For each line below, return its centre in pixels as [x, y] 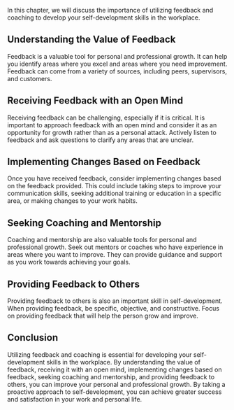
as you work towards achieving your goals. [69, 262]
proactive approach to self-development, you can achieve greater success [115, 392]
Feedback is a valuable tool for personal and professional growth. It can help [117, 56]
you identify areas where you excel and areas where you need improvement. [117, 64]
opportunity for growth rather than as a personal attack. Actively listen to [112, 132]
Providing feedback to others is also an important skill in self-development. [115, 301]
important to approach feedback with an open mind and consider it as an [112, 125]
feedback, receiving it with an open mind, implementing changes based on [115, 369]
